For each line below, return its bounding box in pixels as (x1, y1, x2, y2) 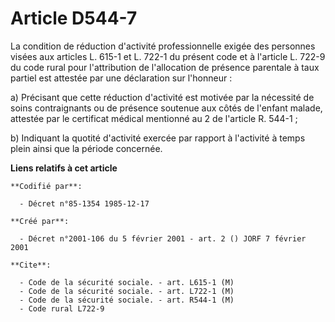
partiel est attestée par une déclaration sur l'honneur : (10, 72, 233, 84)
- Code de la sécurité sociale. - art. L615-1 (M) (19, 277, 235, 287)
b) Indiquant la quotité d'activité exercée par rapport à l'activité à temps (10, 132, 306, 144)
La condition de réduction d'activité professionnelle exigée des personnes (10, 40, 316, 52)
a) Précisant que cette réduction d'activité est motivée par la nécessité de (10, 91, 315, 103)
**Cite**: (10, 260, 52, 270)
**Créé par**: (10, 216, 70, 226)
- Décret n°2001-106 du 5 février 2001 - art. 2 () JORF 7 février (19, 233, 307, 244)
